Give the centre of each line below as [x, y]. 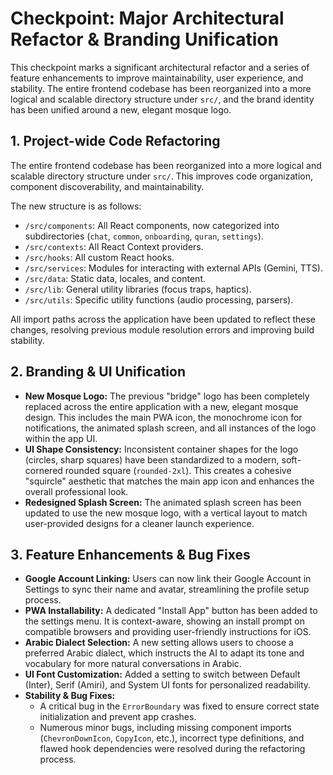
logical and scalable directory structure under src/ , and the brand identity [162, 99]
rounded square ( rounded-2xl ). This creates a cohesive [178, 470]
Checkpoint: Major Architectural [147, 18]
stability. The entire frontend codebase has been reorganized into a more [161, 88]
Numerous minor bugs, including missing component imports [165, 728]
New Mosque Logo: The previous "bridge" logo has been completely [167, 396]
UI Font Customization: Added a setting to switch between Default [162, 674]
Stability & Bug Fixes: [70, 696]
